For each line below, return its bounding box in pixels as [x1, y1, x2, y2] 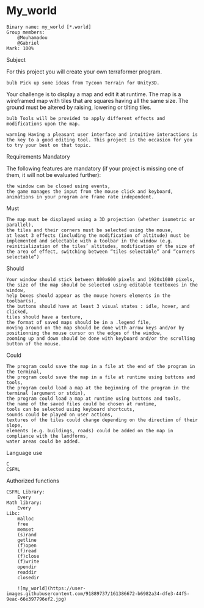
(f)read [17, 547, 37, 554]
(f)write [17, 558, 40, 565]
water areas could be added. [6, 438, 81, 445]
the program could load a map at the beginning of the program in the [6, 385, 190, 391]
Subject [6, 56, 26, 63]
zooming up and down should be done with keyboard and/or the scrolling [6, 335, 195, 342]
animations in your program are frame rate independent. [6, 193, 155, 200]
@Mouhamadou [17, 34, 48, 40]
